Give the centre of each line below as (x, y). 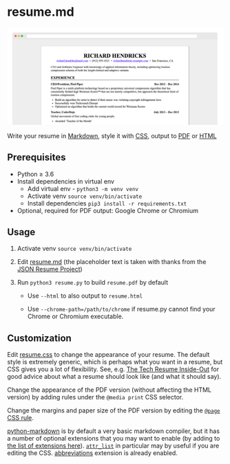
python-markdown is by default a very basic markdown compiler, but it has (114, 431)
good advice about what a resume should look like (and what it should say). (114, 377)
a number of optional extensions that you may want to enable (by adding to (114, 439)
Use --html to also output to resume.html (85, 296)
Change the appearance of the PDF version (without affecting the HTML (109, 390)
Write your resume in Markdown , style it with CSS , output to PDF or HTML (112, 135)
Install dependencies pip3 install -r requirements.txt (107, 203)
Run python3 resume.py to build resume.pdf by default (93, 283)
